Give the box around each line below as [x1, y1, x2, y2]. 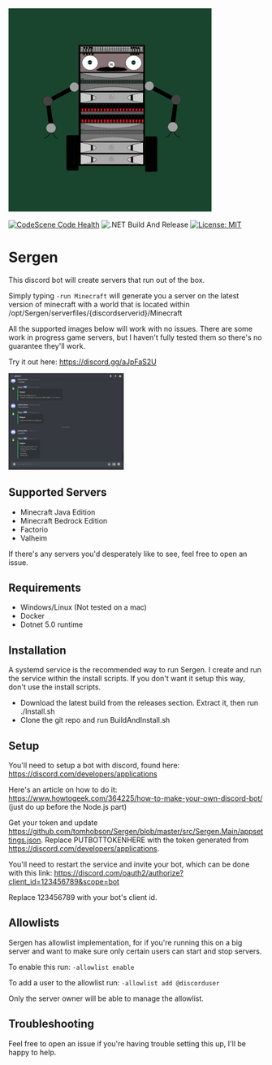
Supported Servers [8, 485, 107, 499]
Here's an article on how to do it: [8, 785, 118, 795]
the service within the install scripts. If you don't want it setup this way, [8, 674, 246, 684]
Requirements [8, 581, 81, 594]
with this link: [8, 868, 53, 878]
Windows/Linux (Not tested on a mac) [19, 602, 148, 612]
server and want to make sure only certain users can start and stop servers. [8, 946, 262, 956]
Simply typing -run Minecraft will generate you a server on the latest [8, 290, 240, 300]
